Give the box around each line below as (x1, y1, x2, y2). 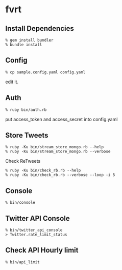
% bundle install (5, 42, 42, 47)
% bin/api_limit (5, 259, 40, 265)
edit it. (5, 79, 19, 85)
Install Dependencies (5, 24, 74, 33)
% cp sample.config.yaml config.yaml (5, 69, 86, 75)
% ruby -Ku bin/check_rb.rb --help (5, 168, 81, 173)
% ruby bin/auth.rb (5, 107, 47, 112)
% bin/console (5, 200, 36, 205)
